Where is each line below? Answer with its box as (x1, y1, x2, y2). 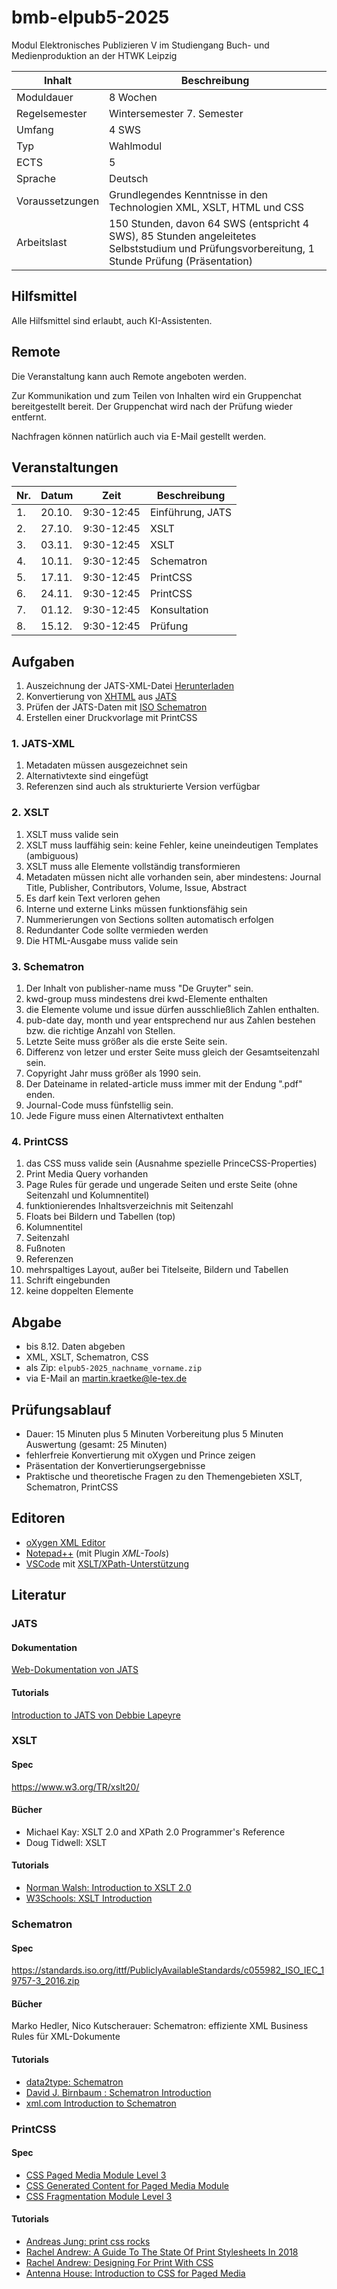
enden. (25, 1089, 56, 1101)
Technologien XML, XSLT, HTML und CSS (109, 200, 305, 214)
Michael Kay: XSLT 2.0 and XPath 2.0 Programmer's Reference (25, 1826, 286, 1838)
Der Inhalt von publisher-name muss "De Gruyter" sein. (25, 982, 254, 995)
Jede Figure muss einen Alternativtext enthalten (25, 1110, 224, 1122)
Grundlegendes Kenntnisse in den (109, 187, 269, 201)
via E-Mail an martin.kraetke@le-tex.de (25, 1372, 188, 1385)
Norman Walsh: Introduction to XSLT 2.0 (25, 1882, 192, 1894)
